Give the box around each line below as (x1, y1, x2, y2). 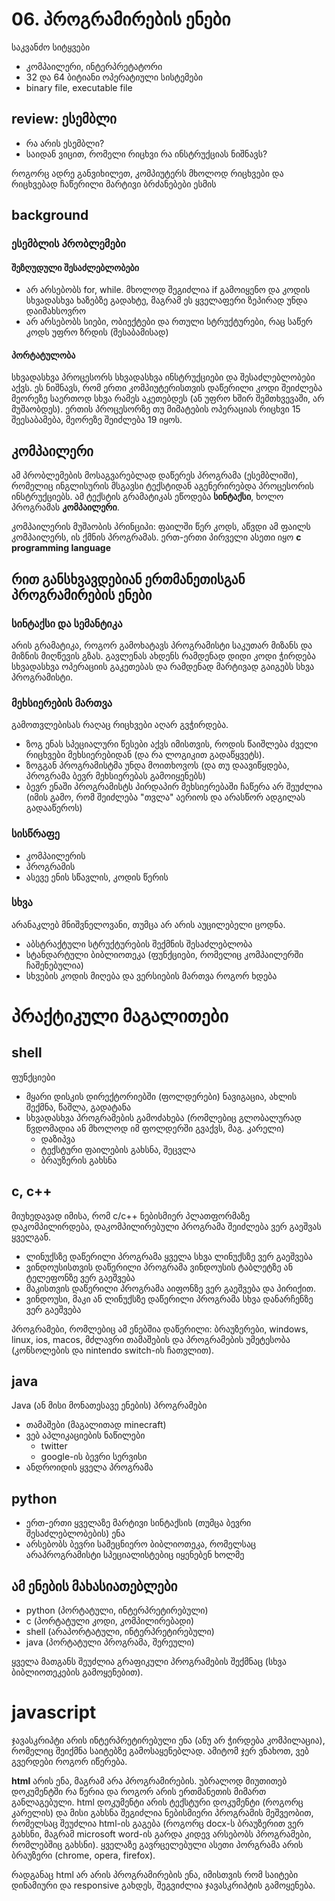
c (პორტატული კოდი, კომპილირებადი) (25, 1615, 195, 1627)
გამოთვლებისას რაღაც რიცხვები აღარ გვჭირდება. (11, 719, 229, 731)
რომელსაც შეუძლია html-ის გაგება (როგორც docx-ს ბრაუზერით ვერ (11, 1818, 304, 1830)
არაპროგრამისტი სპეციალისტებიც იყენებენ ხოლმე (25, 1549, 245, 1561)
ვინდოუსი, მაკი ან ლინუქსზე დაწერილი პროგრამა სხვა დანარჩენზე (25, 1293, 314, 1305)
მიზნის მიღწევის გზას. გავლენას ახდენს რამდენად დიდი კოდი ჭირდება (11, 649, 316, 662)
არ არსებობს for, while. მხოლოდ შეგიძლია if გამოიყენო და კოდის (25, 284, 311, 296)
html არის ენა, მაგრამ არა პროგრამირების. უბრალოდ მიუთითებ (11, 1775, 288, 1787)
